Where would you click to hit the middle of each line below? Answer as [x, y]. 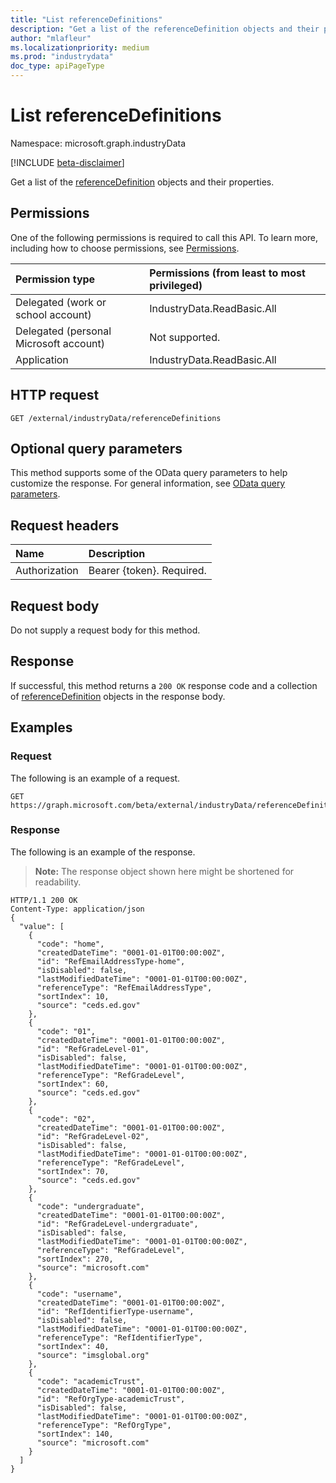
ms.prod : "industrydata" [62, 57]
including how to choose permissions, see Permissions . [125, 248]
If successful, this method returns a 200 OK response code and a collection [164, 685]
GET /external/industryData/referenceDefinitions [116, 418]
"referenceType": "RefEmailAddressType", [124, 987]
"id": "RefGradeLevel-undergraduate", [117, 1224]
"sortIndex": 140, [75, 1434]
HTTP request [55, 395]
